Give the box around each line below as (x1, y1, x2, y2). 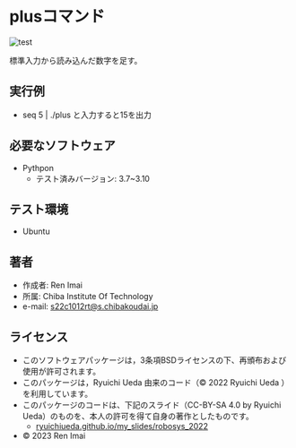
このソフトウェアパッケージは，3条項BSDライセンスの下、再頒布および (22, 355, 287, 366)
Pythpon (22, 162, 54, 173)
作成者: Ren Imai (22, 280, 83, 290)
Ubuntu (22, 226, 51, 237)
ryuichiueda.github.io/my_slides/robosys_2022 (35, 421, 209, 431)
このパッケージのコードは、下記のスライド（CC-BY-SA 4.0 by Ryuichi (22, 400, 282, 410)
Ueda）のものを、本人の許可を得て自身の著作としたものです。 (22, 411, 254, 421)
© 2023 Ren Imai (22, 430, 86, 441)
